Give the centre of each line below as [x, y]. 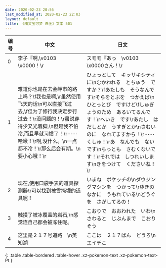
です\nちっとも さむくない [118, 149]
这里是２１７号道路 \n [45, 235]
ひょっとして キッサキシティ [121, 75]
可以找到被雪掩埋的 [54, 191]
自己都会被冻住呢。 [50, 222]
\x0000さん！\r [104, 66]
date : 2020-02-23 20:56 [30, 10]
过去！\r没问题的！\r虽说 [46, 119]
